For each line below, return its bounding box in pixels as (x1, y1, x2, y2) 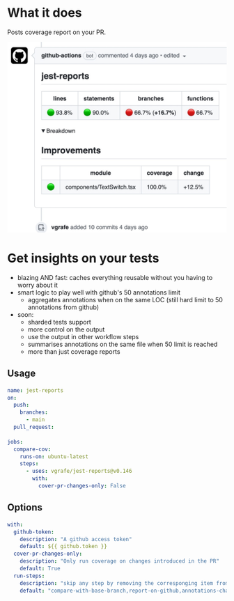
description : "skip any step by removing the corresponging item (19, 579, 214, 586)
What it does (7, 5, 82, 21)
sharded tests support (27, 318, 92, 326)
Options (7, 501, 43, 513)
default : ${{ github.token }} (19, 543, 108, 550)
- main (25, 416, 45, 423)
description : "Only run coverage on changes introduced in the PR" (19, 558, 219, 565)
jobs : (7, 438, 23, 445)
